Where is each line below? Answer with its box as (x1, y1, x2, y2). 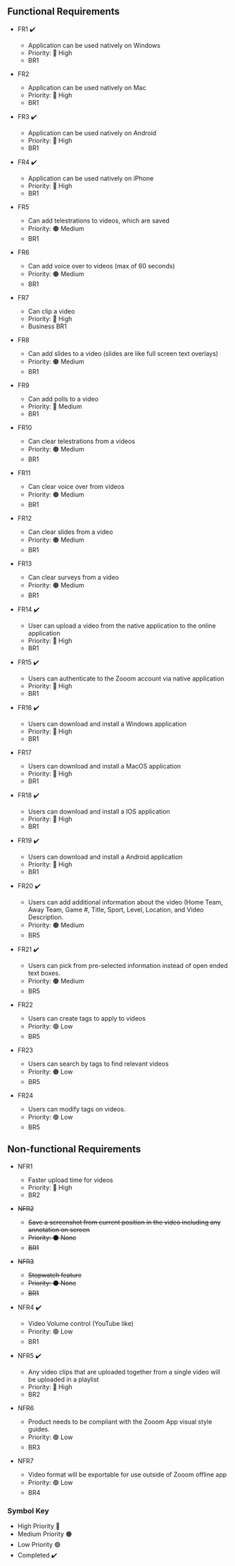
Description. (27, 912, 64, 921)
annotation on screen (27, 1225, 90, 1233)
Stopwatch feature (27, 1271, 82, 1279)
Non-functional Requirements (7, 1143, 141, 1155)
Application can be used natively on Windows (27, 41, 160, 49)
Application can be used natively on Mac (27, 83, 146, 92)
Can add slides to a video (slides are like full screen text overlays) (27, 349, 219, 358)
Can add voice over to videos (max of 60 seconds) (27, 261, 175, 270)
